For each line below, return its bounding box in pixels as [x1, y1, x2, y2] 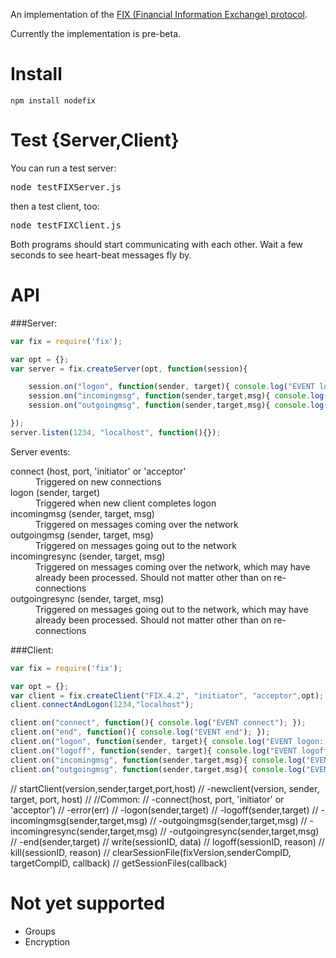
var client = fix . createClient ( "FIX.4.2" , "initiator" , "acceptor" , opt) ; [10, 690, 325, 701]
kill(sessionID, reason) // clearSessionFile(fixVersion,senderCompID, [10, 846, 292, 858]
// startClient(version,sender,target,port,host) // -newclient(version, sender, [10, 782, 320, 794]
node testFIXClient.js [10, 219, 122, 231]
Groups [24, 925, 56, 937]
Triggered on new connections [35, 475, 162, 488]
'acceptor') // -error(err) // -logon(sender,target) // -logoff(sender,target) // [10, 804, 319, 816]
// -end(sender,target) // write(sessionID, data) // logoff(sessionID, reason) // [10, 835, 325, 848]
